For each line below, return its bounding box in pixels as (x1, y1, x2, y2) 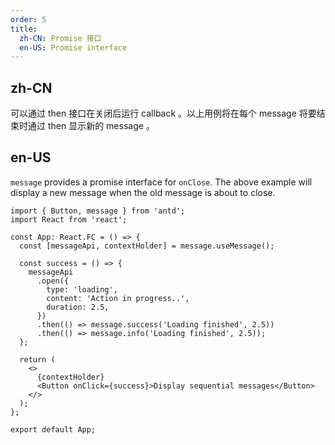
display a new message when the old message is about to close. (10, 186, 276, 198)
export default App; (10, 424, 97, 435)
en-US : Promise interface (19, 42, 128, 53)
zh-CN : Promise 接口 (19, 33, 102, 43)
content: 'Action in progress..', (46, 293, 190, 303)
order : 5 (10, 14, 47, 25)
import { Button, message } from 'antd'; (10, 206, 186, 216)
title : (10, 24, 38, 34)
